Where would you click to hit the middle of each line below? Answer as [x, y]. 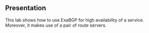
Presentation [26, 8]
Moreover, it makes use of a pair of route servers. [56, 25]
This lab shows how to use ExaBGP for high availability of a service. [75, 20]
